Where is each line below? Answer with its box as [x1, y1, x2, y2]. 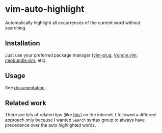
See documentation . [5, 84, 46, 90]
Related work [5, 99, 47, 107]
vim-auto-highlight [5, 3, 84, 15]
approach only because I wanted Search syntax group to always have [5, 117, 145, 123]
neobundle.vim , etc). [5, 57, 47, 63]
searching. [5, 25, 27, 30]
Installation [5, 39, 40, 48]
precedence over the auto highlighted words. [5, 122, 96, 128]
